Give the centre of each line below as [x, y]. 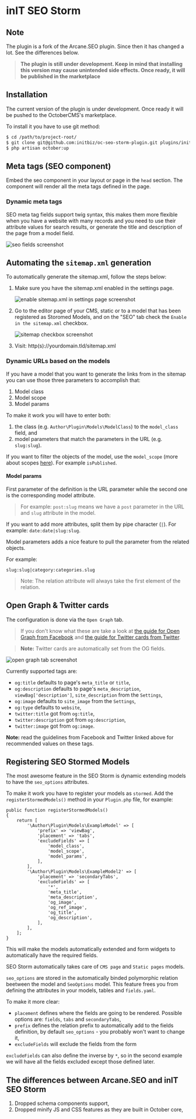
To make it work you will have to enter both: [58, 415]
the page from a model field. [40, 233]
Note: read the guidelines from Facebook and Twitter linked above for [90, 737]
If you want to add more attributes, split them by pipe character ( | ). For [91, 524]
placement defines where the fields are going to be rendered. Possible [98, 1013]
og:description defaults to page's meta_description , [78, 688]
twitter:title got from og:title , [55, 713]
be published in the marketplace [60, 76]
